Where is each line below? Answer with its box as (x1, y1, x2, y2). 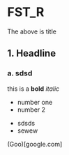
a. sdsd (7, 68, 33, 78)
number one (17, 98, 53, 106)
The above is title (7, 27, 57, 36)
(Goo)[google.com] (7, 140, 63, 148)
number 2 (17, 105, 46, 114)
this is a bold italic (7, 84, 60, 93)
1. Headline (7, 47, 56, 59)
